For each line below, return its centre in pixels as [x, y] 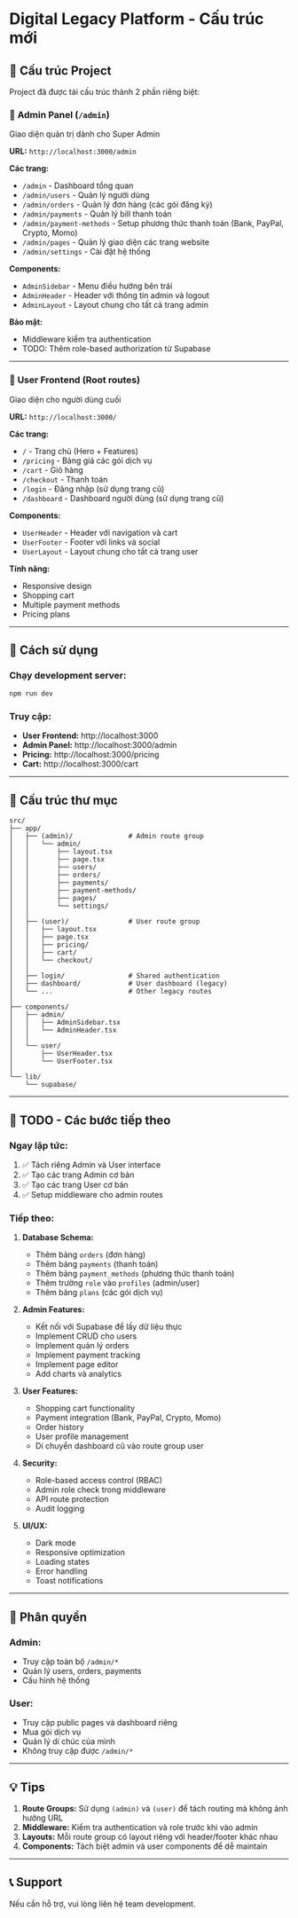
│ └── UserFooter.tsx [61, 1061]
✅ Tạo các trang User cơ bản [75, 1184]
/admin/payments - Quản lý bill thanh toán [97, 214]
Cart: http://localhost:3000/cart [80, 764]
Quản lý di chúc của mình [68, 1741]
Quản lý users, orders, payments [82, 1670]
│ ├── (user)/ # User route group [105, 922]
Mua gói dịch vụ [51, 1732]
